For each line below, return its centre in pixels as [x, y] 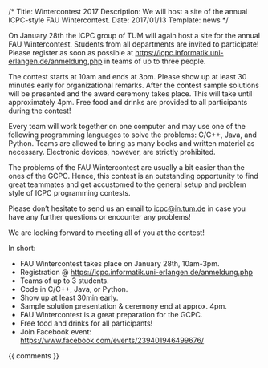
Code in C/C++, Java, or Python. [74, 289]
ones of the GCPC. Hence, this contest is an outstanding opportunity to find [133, 176]
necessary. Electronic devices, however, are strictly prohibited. [112, 152]
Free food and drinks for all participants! [86, 323]
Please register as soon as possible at [71, 53]
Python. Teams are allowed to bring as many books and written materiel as [132, 143]
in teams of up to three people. [155, 61]
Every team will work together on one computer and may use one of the [127, 126]
